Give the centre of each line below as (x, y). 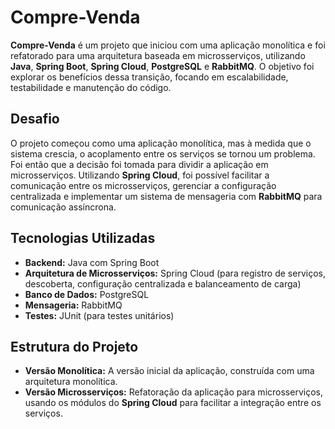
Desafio (35, 119)
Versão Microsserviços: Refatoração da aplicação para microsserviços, (173, 392)
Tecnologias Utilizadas (83, 238)
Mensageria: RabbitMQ (73, 305)
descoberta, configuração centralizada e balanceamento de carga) (163, 283)
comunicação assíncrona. (63, 207)
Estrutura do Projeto (74, 346)
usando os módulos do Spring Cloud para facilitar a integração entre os (173, 403)
